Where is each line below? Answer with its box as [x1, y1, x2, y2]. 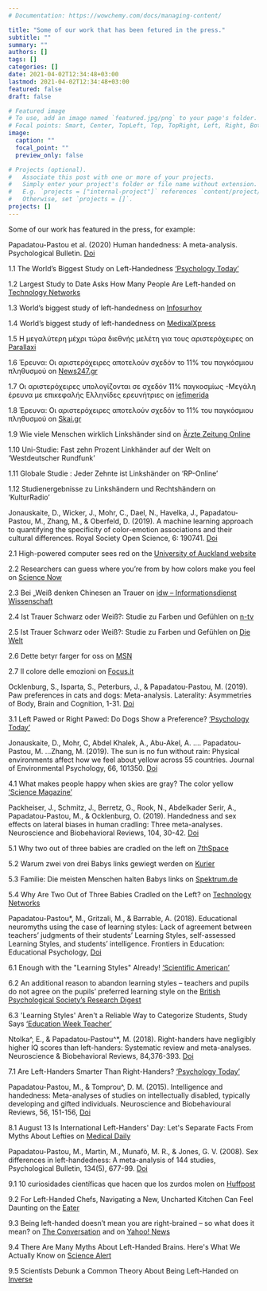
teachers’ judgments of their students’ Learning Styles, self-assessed [8, 930, 236, 939]
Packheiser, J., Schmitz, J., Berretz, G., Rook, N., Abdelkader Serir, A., [8, 803, 237, 812]
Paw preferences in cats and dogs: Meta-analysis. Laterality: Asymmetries [8, 690, 252, 700]
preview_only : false [15, 151, 83, 159]
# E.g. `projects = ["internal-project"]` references [8, 188, 197, 196]
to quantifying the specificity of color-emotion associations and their [8, 524, 233, 534]
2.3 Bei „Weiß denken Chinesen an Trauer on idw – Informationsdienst [8, 588, 237, 597]
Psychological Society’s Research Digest [8, 995, 141, 1005]
